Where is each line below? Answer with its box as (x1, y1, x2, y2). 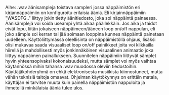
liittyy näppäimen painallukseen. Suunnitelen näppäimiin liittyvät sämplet (5, 53, 157, 59)
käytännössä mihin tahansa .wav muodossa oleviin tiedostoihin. (5, 63, 138, 69)
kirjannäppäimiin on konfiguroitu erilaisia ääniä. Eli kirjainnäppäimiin (5, 10, 146, 16)
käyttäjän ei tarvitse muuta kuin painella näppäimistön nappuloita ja (5, 79, 145, 85)
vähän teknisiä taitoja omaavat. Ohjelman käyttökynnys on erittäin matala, (5, 74, 158, 80)
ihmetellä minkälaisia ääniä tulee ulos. (5, 85, 84, 90)
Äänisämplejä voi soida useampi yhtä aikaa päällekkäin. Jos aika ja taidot (5, 20, 157, 26)
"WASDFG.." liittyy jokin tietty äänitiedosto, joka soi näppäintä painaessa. (5, 15, 157, 21)
